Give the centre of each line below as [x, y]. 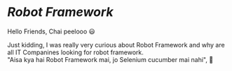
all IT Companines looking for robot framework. [75, 52]
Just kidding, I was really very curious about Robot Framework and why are [116, 45]
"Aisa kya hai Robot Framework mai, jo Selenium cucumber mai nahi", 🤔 [110, 59]
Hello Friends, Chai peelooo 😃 [52, 31]
